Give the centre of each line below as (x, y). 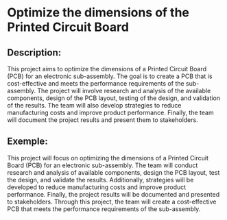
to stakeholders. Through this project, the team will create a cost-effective (112, 201)
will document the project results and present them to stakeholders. (103, 120)
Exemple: (27, 142)
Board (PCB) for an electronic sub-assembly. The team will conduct (103, 165)
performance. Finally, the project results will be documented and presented (113, 194)
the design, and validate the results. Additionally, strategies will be (100, 180)
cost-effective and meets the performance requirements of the (96, 83)
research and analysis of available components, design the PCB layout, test (113, 172)
